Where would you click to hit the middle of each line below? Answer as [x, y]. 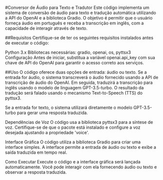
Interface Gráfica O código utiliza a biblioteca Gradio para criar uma [73, 142]
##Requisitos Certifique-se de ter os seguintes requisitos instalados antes [79, 38]
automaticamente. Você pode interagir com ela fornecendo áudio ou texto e [81, 167]
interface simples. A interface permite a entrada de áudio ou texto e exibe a [81, 147]
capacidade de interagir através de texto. [46, 28]
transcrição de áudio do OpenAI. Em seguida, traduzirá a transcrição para [79, 82]
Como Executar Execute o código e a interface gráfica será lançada [73, 162]
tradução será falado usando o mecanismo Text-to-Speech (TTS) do [74, 93]
